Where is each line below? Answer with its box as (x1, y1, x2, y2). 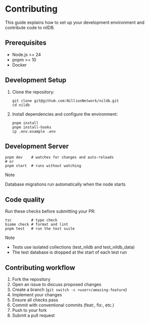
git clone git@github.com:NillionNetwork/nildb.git (12, 98, 119, 103)
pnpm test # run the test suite (5, 226, 75, 231)
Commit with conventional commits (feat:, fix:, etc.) (12, 302, 115, 308)
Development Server (5, 142, 69, 150)
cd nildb (12, 102, 30, 107)
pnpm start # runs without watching (5, 164, 82, 169)
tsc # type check (5, 218, 57, 223)
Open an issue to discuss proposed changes (12, 282, 101, 287)
